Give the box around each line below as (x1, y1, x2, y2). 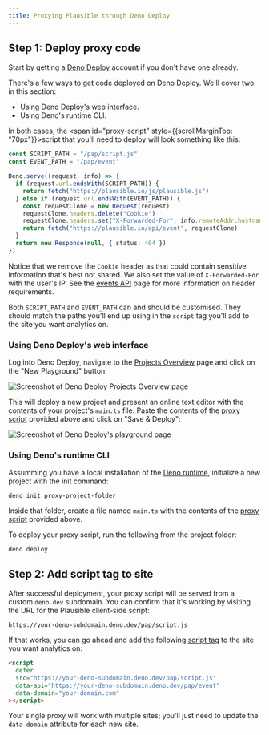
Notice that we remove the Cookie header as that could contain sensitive (8, 261, 247, 271)
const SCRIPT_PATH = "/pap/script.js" (8, 150, 138, 159)
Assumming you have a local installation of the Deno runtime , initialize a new (8, 468, 261, 478)
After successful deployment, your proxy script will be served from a (8, 588, 235, 598)
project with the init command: (8, 476, 109, 486)
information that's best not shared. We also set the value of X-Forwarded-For (8, 269, 259, 279)
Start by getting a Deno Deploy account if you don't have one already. (8, 63, 239, 72)
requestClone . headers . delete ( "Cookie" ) (22, 209, 156, 217)
